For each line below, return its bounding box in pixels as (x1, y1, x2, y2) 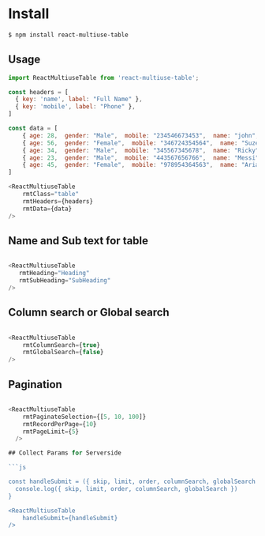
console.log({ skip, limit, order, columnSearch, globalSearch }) (15, 485, 238, 493)
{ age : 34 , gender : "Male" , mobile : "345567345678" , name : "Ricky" (22, 146, 259, 154)
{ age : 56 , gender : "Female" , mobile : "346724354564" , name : (22, 139, 238, 147)
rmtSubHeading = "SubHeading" (18, 277, 111, 285)
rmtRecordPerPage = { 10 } (22, 420, 97, 428)
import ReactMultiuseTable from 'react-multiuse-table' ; (8, 74, 200, 81)
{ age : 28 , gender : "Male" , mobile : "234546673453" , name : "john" (22, 131, 256, 139)
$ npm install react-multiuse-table (8, 31, 129, 39)
